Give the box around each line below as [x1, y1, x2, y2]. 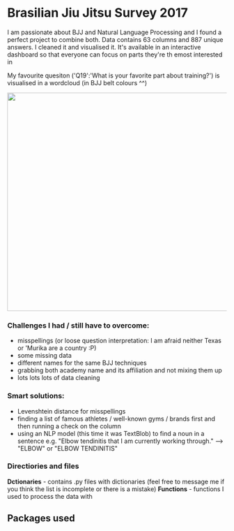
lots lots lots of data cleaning [17, 374, 100, 382]
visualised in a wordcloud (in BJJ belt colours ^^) [7, 78, 148, 87]
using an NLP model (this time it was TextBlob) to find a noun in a [17, 429, 205, 437]
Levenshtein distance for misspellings [17, 407, 126, 415]
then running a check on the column [17, 421, 122, 430]
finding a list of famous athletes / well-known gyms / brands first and [17, 414, 216, 423]
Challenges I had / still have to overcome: [7, 320, 150, 330]
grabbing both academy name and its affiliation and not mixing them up [17, 366, 223, 374]
